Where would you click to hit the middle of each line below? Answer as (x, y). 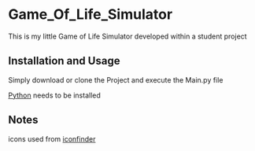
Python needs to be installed (54, 95)
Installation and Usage (64, 61)
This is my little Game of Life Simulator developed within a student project (128, 36)
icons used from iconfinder (52, 138)
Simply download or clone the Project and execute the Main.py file (116, 79)
